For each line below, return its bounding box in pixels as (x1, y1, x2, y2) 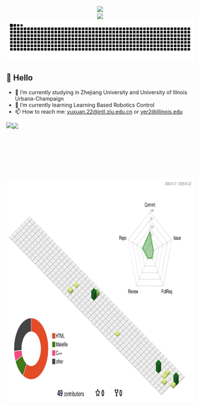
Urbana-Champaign (14, 95, 64, 102)
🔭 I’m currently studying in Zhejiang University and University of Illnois (14, 89, 188, 96)
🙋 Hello (6, 73, 33, 83)
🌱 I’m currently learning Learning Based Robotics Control (14, 101, 155, 108)
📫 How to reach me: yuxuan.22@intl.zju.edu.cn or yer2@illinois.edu (14, 108, 183, 115)
